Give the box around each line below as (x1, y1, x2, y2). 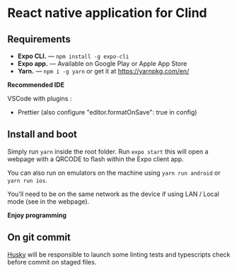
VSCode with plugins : (7, 94, 72, 103)
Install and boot (7, 129, 78, 141)
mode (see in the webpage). (7, 197, 90, 206)
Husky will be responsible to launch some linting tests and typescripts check (7, 250, 231, 259)
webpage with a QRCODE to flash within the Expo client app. (7, 154, 184, 163)
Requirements (7, 33, 71, 45)
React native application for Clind (7, 5, 207, 21)
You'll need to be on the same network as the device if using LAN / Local (7, 190, 219, 198)
